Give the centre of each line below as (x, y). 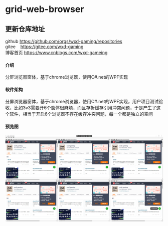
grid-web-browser (45, 9)
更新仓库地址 (25, 29)
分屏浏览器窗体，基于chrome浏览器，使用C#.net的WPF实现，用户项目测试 (82, 102)
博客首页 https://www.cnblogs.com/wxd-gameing (56, 53)
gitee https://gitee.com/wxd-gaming (44, 47)
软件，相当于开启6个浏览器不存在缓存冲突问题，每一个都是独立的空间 (81, 114)
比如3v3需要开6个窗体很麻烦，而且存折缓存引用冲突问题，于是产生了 (85, 108)
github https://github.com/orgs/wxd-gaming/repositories (64, 41)
